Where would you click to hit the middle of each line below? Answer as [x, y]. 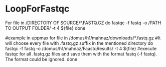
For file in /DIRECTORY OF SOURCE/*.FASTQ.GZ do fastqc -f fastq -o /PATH [83, 23]
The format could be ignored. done [41, 59]
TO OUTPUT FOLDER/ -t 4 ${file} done [45, 28]
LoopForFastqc [37, 9]
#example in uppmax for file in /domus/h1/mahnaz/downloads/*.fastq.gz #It [83, 38]
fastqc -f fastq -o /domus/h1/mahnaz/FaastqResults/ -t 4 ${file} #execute [81, 48]
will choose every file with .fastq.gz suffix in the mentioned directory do [79, 43]
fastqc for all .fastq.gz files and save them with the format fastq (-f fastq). [81, 54]
